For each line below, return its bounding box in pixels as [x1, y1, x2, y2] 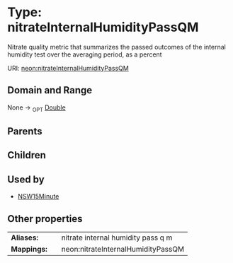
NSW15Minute [17, 192, 59, 201]
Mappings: [11, 244, 48, 254]
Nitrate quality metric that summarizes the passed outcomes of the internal [7, 42, 227, 51]
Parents [7, 125, 42, 137]
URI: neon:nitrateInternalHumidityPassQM [7, 64, 129, 72]
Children [7, 149, 46, 161]
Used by [7, 173, 45, 185]
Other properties [7, 213, 83, 225]
